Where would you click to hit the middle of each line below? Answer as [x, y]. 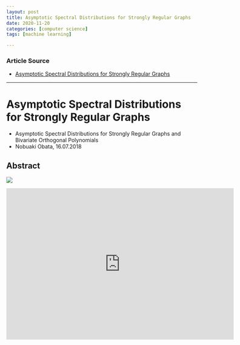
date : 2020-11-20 [28, 23]
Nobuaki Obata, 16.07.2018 [48, 146]
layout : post [23, 12]
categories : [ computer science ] [47, 29]
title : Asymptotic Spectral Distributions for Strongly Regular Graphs [98, 18]
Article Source [28, 61]
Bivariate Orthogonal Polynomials [57, 140]
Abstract [23, 166]
